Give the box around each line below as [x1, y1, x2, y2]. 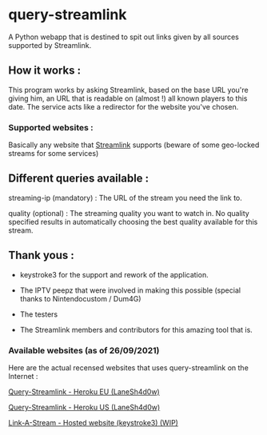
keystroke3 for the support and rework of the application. [19, 269, 209, 279]
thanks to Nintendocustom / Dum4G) [19, 293, 141, 303]
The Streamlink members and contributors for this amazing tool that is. [19, 325, 253, 334]
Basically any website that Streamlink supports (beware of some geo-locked [8, 140, 260, 150]
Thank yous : [8, 249, 74, 262]
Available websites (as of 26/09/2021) [8, 345, 160, 356]
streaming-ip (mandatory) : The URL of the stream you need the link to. [8, 193, 242, 202]
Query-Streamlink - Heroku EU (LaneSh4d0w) [8, 386, 160, 397]
